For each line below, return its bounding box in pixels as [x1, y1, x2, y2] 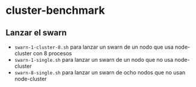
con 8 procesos [33, 50, 72, 57]
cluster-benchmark [5, 4, 105, 17]
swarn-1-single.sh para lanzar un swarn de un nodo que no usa [14, 56, 174, 63]
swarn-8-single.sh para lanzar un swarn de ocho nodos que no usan [14, 69, 186, 76]
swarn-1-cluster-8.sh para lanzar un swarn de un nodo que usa [14, 43, 174, 50]
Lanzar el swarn [5, 28, 67, 38]
